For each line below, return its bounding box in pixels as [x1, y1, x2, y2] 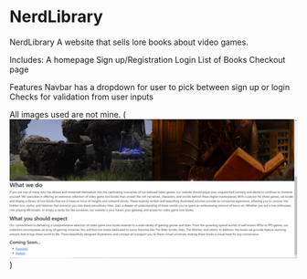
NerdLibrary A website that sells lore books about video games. [9, 36, 249, 47]
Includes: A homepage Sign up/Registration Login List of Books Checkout [9, 54, 286, 65]
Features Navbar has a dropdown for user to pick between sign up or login [9, 81, 291, 92]
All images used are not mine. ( [9, 108, 126, 119]
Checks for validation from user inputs [9, 91, 153, 102]
